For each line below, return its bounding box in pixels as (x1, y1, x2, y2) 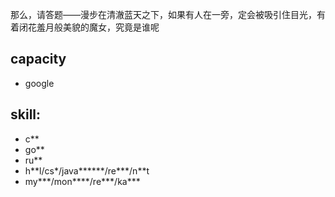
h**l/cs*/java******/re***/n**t (24, 164, 150, 177)
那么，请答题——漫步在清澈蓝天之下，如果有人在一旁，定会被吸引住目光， (10, 9, 317, 20)
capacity (10, 51, 67, 68)
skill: (10, 106, 42, 123)
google (24, 77, 55, 89)
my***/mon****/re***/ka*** (24, 175, 141, 187)
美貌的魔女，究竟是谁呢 (62, 21, 160, 33)
